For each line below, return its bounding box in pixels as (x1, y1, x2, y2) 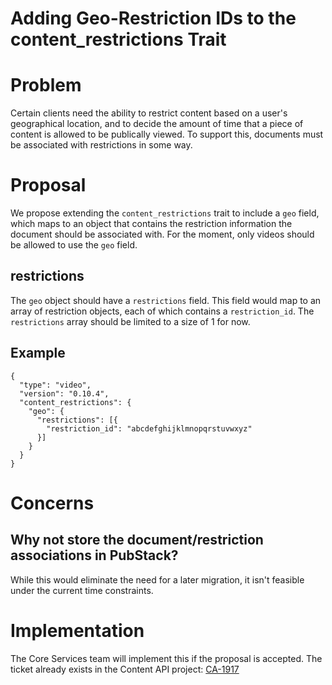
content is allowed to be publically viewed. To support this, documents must (10, 128, 324, 141)
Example (10, 345, 66, 362)
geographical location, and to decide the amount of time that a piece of (10, 118, 304, 130)
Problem (10, 74, 82, 97)
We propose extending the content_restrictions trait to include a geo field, (10, 207, 320, 219)
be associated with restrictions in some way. (10, 139, 193, 151)
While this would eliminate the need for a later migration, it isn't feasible (10, 573, 305, 586)
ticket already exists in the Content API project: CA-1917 (10, 663, 240, 675)
